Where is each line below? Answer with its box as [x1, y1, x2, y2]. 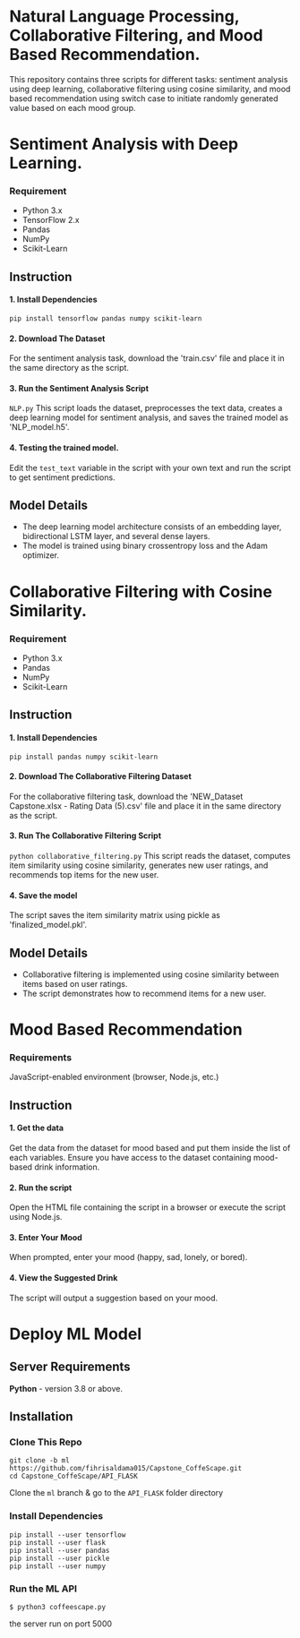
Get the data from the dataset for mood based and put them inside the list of [9, 1143, 291, 1153]
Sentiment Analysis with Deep [9, 134, 239, 154]
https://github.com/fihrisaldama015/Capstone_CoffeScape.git [9, 1464, 243, 1473]
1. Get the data [9, 1122, 64, 1134]
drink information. [34, 1162, 100, 1172]
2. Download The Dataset [9, 333, 106, 344]
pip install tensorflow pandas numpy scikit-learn [9, 314, 202, 323]
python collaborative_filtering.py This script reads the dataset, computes [9, 850, 291, 861]
